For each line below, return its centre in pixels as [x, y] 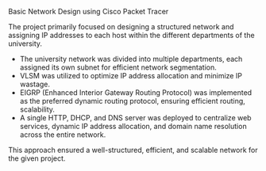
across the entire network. [63, 135]
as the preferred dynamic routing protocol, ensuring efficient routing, [133, 101]
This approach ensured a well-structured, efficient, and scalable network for [133, 150]
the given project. [37, 158]
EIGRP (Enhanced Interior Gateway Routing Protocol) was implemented [136, 93]
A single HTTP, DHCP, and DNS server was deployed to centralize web [135, 118]
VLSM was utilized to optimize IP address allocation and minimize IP [131, 76]
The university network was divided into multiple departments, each [131, 59]
